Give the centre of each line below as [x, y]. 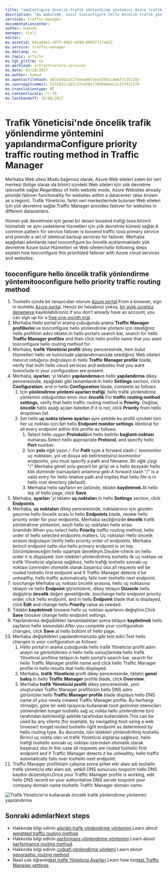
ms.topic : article [24, 56]
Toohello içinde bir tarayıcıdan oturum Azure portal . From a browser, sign [87, 301]
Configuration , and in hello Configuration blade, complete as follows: [84, 386]
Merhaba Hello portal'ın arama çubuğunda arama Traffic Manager [81, 323]
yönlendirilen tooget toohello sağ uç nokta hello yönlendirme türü [87, 711]
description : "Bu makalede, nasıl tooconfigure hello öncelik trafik [79, 15]
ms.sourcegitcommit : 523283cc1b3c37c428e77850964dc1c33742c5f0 [72, 84]
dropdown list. [35, 413]
